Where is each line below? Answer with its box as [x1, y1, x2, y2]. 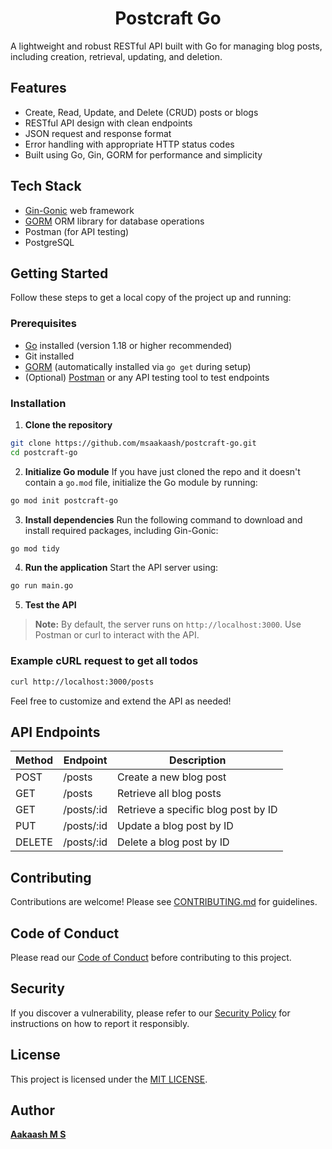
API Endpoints [10, 723, 101, 741]
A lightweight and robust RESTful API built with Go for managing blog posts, [10, 40, 323, 52]
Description [169, 753, 227, 767]
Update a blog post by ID [117, 819, 234, 833]
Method [15, 753, 54, 767]
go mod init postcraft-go [10, 495, 118, 506]
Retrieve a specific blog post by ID [117, 803, 278, 817]
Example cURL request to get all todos [10, 654, 199, 668]
